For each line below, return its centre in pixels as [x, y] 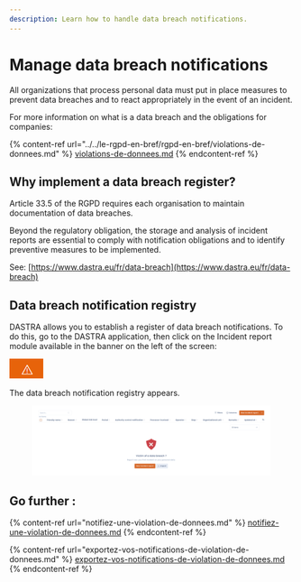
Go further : [43, 501]
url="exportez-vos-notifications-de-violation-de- [158, 550]
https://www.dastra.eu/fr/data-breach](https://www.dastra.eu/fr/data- [161, 267]
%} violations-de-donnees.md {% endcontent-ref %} [160, 153]
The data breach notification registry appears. [95, 393]
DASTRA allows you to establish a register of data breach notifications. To [146, 327]
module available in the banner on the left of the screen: [113, 346]
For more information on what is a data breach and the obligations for [138, 116]
